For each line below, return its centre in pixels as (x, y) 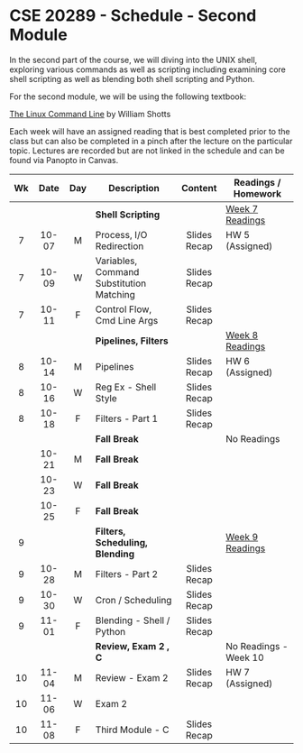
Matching (115, 294)
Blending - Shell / (133, 620)
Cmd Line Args (127, 320)
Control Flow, (124, 309)
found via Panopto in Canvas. (64, 160)
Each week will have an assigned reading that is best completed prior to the (150, 131)
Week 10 (244, 657)
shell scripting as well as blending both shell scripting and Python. (132, 78)
